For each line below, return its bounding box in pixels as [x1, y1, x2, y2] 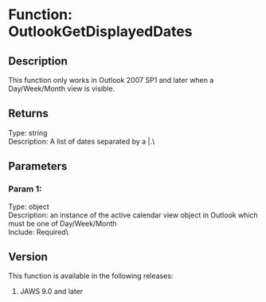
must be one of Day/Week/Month [8, 218, 117, 228]
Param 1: [8, 183, 42, 194]
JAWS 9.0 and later [19, 287, 84, 296]
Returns [8, 107, 49, 120]
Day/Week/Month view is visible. [8, 84, 115, 93]
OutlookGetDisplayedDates [8, 22, 193, 41]
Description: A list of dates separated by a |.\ [8, 136, 155, 146]
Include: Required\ [8, 227, 69, 237]
